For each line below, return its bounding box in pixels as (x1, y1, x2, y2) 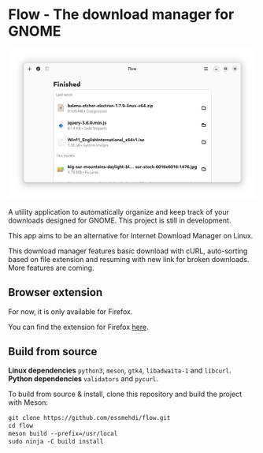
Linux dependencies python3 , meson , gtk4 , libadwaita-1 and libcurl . (8, 365, 232, 376)
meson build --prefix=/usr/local (8, 430, 118, 438)
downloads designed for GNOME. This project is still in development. (8, 215, 232, 225)
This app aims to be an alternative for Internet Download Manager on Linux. (8, 230, 254, 240)
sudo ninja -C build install (8, 438, 104, 446)
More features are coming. (8, 263, 94, 272)
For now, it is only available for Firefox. (8, 306, 133, 316)
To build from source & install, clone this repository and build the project (8, 389, 243, 399)
